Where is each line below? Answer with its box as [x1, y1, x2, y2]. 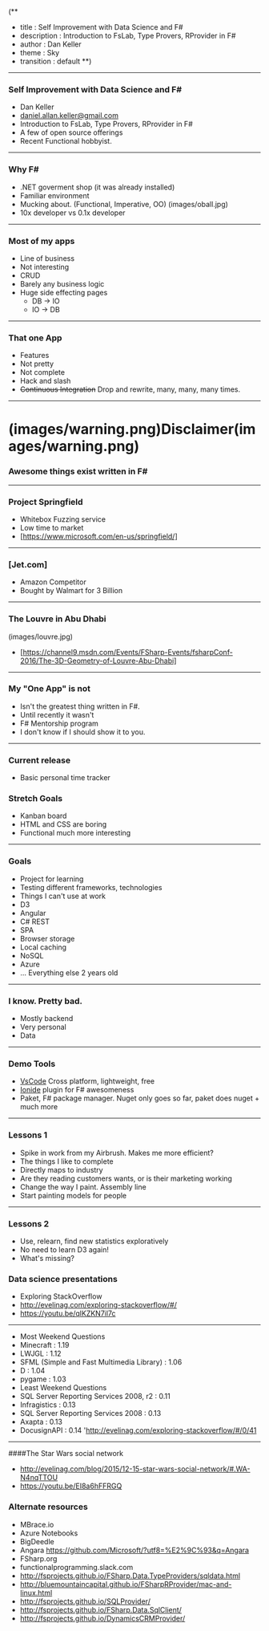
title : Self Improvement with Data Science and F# [19, 22, 183, 31]
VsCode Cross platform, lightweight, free [19, 1076, 155, 1086]
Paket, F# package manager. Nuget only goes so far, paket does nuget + [19, 1093, 260, 1103]
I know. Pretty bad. [8, 995, 82, 1007]
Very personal [19, 1023, 66, 1032]
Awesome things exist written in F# [8, 466, 148, 477]
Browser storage [19, 933, 75, 943]
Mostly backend [19, 1014, 74, 1023]
